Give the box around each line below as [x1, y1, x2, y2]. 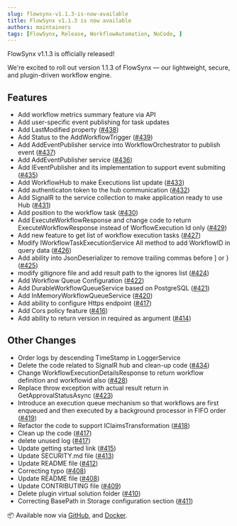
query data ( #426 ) [17, 246, 72, 255]
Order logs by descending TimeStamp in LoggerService [17, 353, 181, 362]
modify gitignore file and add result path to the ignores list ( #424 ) [17, 269, 209, 278]
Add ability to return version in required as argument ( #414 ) [17, 314, 192, 323]
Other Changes [7, 334, 77, 346]
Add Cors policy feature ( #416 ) [17, 307, 109, 315]
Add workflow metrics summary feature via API [17, 111, 156, 119]
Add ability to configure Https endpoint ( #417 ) [17, 299, 153, 307]
